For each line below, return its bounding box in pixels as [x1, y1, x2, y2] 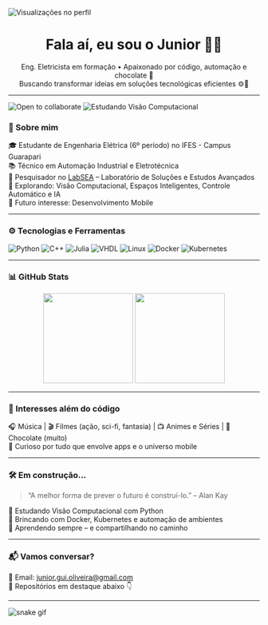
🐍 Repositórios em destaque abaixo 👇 [8, 581, 132, 591]
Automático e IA [8, 189, 61, 199]
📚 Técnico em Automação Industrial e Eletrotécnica [8, 161, 179, 171]
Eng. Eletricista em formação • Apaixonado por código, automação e [21, 62, 247, 71]
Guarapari [8, 152, 41, 161]
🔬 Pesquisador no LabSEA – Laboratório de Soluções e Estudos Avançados [8, 173, 255, 182]
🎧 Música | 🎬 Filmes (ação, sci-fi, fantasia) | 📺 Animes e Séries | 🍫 [8, 422, 231, 432]
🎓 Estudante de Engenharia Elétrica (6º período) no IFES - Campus [8, 141, 231, 150]
